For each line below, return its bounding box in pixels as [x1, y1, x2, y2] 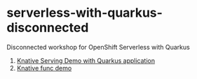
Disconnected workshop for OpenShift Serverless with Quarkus [6, 43, 190, 51]
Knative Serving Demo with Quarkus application [16, 56, 156, 64]
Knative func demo [16, 64, 72, 72]
